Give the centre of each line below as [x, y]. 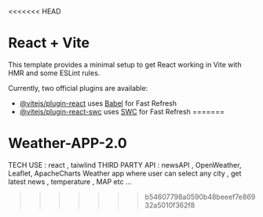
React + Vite [49, 43]
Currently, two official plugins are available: [78, 88]
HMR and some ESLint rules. [54, 73]
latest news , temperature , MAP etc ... [70, 181]
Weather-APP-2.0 [68, 143]
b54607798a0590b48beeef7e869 [200, 197]
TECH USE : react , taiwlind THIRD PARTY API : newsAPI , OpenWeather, [125, 165]
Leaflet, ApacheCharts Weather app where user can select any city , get [125, 173]
